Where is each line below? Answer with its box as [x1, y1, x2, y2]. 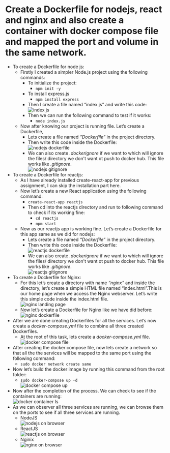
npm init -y [35, 86, 61, 91]
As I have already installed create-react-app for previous [20, 177, 139, 183]
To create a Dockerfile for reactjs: [12, 171, 83, 177]
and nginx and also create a [5, 14, 124, 26]
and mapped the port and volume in [5, 36, 159, 48]
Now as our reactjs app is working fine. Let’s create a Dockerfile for [20, 225, 162, 232]
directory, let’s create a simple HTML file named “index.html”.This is [20, 285, 162, 291]
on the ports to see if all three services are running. [12, 409, 121, 415]
